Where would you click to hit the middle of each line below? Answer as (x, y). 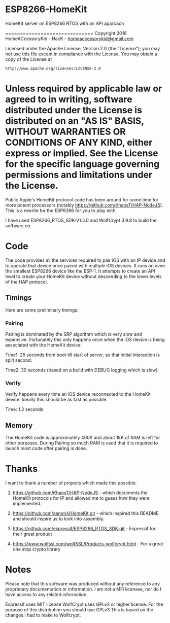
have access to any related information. (46, 594)
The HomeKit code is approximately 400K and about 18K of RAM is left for (83, 438)
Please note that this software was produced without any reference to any (82, 583)
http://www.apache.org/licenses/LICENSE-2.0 (53, 68)
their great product (32, 534)
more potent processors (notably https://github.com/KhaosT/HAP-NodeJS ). (84, 205)
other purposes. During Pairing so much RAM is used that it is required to (82, 443)
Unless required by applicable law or (84, 89)
